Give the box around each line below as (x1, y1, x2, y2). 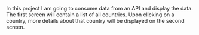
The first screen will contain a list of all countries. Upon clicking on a (6, 11, 174, 18)
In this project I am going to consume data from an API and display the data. (6, 5, 193, 12)
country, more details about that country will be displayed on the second (6, 17, 185, 24)
